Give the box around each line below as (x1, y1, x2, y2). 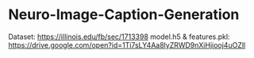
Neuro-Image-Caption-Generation (8, 6, 240, 24)
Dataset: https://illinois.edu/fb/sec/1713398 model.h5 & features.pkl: (8, 32, 230, 41)
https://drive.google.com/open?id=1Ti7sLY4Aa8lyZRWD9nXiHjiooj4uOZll (8, 40, 246, 49)
